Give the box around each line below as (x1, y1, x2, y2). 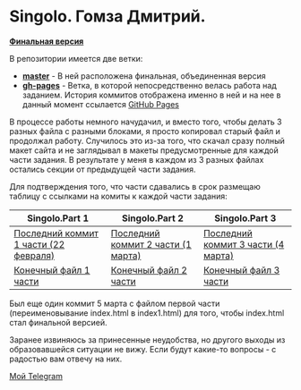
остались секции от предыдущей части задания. (9, 164, 196, 174)
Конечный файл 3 (202, 264, 280, 276)
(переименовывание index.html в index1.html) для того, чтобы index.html (9, 307, 285, 318)
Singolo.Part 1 (26, 212, 90, 225)
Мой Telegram (9, 370, 63, 381)
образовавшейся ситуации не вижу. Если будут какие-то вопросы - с (9, 343, 277, 354)
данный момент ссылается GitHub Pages (21, 98, 179, 109)
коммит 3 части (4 (202, 238, 285, 250)
